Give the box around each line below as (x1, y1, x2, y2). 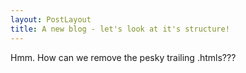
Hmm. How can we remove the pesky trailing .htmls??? (10, 51, 237, 63)
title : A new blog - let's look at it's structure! (10, 24, 230, 34)
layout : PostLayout (10, 14, 92, 25)
